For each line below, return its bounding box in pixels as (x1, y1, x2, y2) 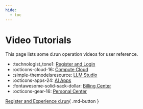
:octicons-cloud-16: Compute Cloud (12, 67, 88, 73)
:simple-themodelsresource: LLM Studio (12, 72, 98, 78)
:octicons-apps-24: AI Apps (12, 77, 71, 83)
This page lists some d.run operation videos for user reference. (5, 51, 138, 57)
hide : (5, 7, 17, 13)
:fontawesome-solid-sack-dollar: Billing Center (12, 83, 111, 89)
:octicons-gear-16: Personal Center (12, 88, 87, 95)
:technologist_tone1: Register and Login (12, 61, 96, 67)
